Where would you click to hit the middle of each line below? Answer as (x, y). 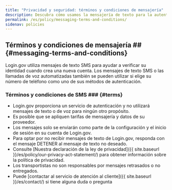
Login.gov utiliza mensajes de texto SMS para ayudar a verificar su (76, 65)
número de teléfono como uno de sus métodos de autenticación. (73, 82)
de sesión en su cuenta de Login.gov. (52, 133)
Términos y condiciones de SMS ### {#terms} (64, 94)
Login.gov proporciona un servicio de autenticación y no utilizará (81, 106)
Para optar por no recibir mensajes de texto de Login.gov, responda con (89, 138)
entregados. (25, 171)
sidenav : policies (25, 24)
